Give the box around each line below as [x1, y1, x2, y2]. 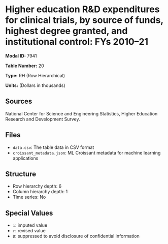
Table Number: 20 [5, 63, 44, 69]
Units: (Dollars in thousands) [5, 82, 65, 88]
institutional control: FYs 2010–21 [5, 36, 149, 48]
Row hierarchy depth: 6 [12, 183, 62, 189]
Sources [5, 97, 32, 106]
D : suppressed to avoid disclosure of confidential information [12, 233, 140, 239]
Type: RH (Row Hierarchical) [5, 72, 65, 78]
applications [12, 155, 39, 161]
